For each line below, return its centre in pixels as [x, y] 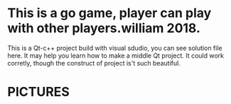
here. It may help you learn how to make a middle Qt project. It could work [116, 56]
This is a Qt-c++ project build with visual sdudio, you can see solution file [115, 48]
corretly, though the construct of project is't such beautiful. [94, 63]
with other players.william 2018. [104, 28]
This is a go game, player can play [109, 13]
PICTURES [38, 92]
